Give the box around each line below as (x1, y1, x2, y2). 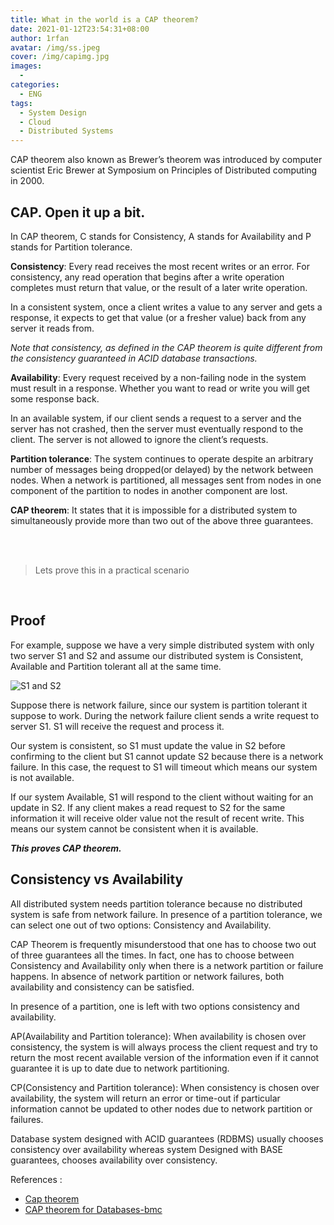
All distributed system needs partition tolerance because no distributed (10, 897, 303, 910)
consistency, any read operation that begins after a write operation (10, 271, 285, 283)
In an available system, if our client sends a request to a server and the (10, 412, 302, 424)
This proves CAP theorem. (10, 842, 122, 854)
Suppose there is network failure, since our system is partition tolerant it (10, 699, 308, 711)
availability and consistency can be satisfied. (10, 981, 195, 993)
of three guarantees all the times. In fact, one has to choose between (10, 949, 295, 961)
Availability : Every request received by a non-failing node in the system (10, 371, 307, 383)
